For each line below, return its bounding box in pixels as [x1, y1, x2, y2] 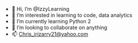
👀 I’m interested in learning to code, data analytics [11, 12, 133, 19]
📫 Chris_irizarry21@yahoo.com [11, 31, 89, 37]
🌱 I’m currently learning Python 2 [11, 18, 91, 24]
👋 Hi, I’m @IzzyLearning [11, 6, 70, 12]
